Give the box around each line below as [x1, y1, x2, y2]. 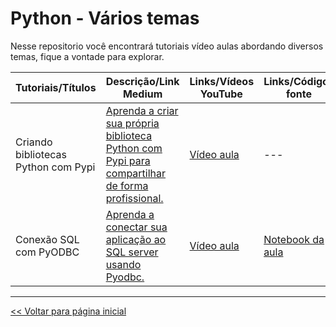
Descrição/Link [105, 74, 180, 88]
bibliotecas [15, 147, 67, 161]
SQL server [105, 245, 159, 259]
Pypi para [105, 153, 151, 167]
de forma [105, 178, 149, 192]
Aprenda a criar [105, 103, 179, 117]
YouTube [199, 87, 243, 101]
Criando [15, 135, 53, 149]
